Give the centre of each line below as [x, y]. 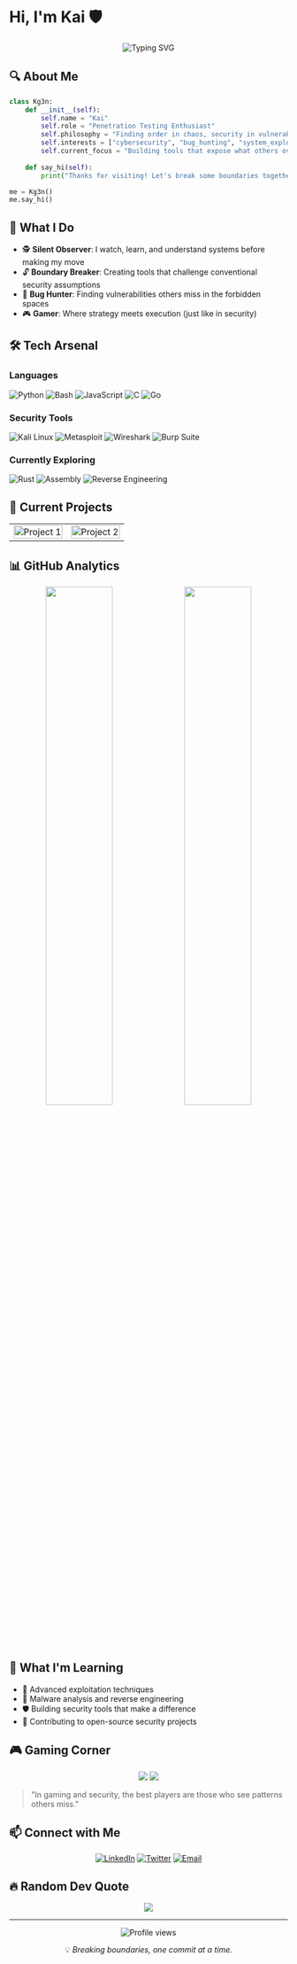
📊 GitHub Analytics [65, 566]
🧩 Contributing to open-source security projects [109, 1721]
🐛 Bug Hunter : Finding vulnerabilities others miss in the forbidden [141, 294]
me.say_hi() [31, 200]
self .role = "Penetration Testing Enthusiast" [128, 126]
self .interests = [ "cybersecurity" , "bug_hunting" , [138, 143]
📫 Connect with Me [65, 1832]
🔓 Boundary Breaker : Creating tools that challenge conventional [140, 272]
